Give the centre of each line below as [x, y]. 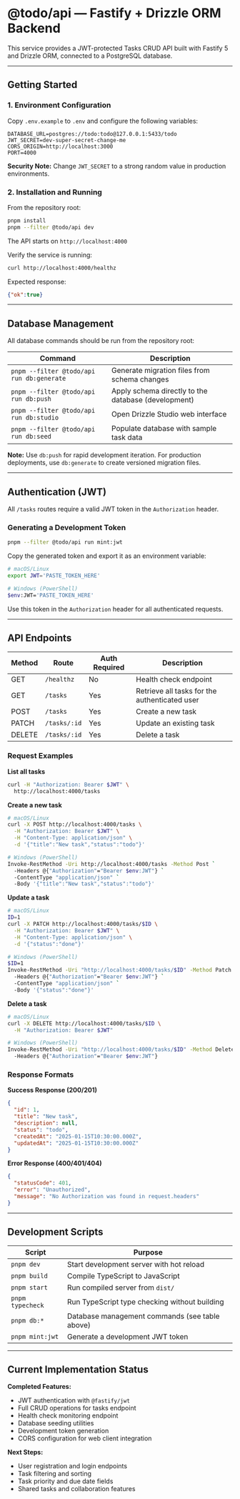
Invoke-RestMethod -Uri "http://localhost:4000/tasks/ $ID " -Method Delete [121, 1050]
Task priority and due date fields [65, 1481]
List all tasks [26, 771]
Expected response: [37, 282]
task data [127, 437]
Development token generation [63, 1431]
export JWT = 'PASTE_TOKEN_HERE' [54, 576]
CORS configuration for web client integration [85, 1438]
